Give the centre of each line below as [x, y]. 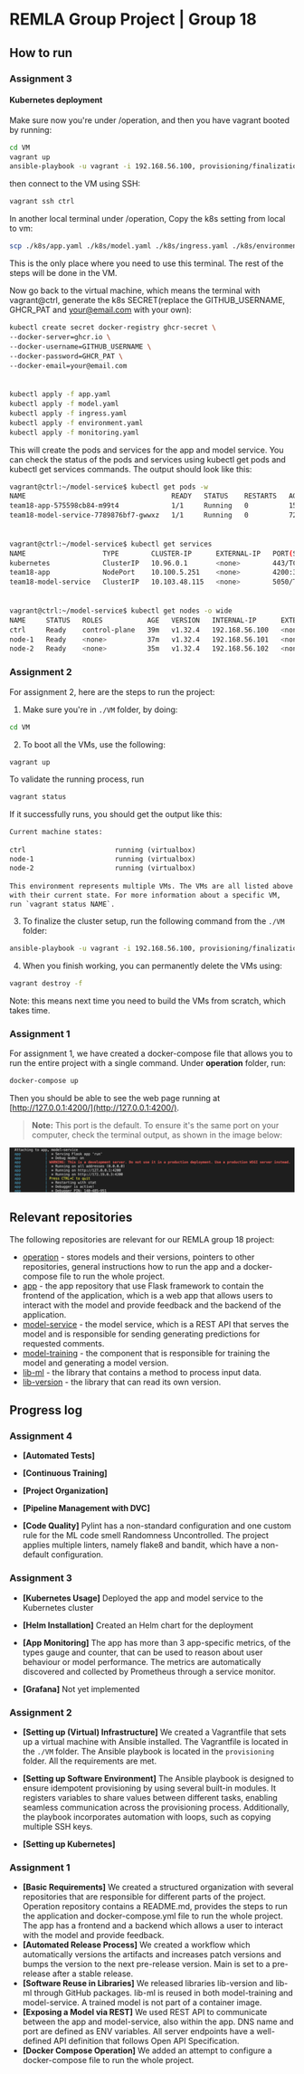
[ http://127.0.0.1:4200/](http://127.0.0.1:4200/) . [94, 1108]
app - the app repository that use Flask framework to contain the [143, 1286]
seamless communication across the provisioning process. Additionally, [156, 1808]
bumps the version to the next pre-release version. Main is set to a [146, 1965]
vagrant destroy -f [46, 984]
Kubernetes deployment [56, 100]
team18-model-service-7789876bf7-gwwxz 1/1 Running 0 [129, 516]
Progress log [46, 1410]
